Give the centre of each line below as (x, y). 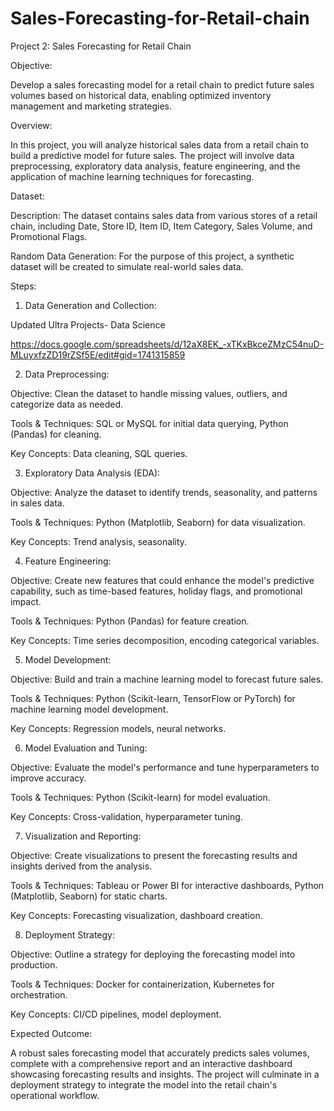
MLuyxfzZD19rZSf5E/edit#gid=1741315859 (98, 354)
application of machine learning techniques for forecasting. (132, 176)
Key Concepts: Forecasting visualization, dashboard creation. (136, 915)
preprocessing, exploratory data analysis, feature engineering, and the (155, 166)
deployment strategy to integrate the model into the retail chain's (144, 1084)
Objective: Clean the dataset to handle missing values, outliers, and (149, 393)
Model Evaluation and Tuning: (86, 748)
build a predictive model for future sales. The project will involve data (152, 155)
